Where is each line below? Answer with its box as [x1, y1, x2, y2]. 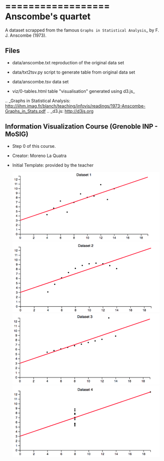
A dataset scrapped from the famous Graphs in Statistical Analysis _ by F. [5, 27, 159, 33]
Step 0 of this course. [12, 143, 56, 149]
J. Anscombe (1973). [5, 32, 47, 38]
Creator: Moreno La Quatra [12, 153, 67, 159]
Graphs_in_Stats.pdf [5, 108, 46, 114]
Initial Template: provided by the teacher [12, 162, 94, 168]
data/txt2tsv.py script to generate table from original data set [12, 69, 136, 75]
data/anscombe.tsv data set [12, 79, 69, 84]
